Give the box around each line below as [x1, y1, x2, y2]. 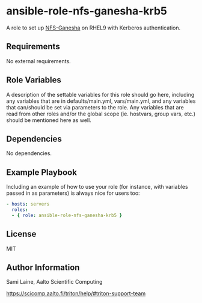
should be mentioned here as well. [6, 116, 91, 124]
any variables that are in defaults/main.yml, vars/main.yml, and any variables [6, 97, 196, 105]
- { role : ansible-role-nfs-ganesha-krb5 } [11, 212, 122, 218]
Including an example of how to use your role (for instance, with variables [6, 183, 188, 191]
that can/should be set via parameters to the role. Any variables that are [6, 103, 185, 111]
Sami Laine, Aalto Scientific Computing [6, 278, 103, 286]
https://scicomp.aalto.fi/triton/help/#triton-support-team [6, 290, 146, 297]
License [6, 229, 37, 239]
